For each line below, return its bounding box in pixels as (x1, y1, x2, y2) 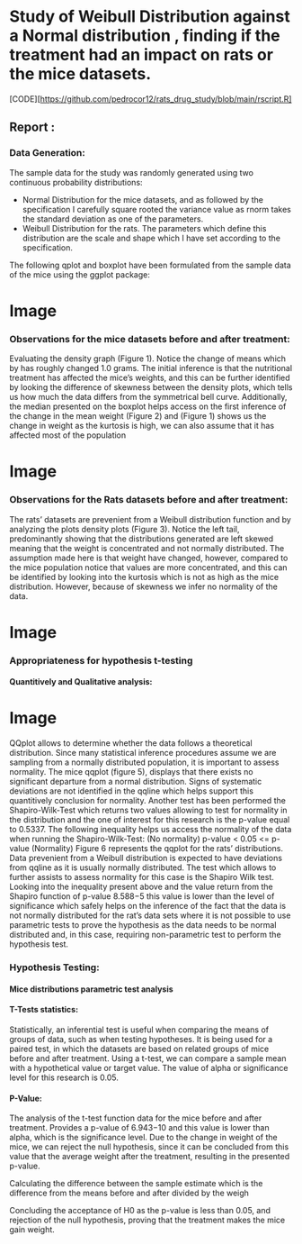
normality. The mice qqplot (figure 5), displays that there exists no (9, 767, 253, 777)
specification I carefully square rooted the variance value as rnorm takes (22, 204, 292, 214)
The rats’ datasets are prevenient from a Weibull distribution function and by (9, 513, 292, 524)
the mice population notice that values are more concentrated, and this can (9, 561, 288, 573)
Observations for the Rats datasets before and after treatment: (9, 494, 289, 506)
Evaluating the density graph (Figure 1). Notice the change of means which (9, 353, 286, 364)
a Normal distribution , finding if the (9, 25, 280, 46)
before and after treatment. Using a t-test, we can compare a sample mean (9, 1052, 287, 1064)
